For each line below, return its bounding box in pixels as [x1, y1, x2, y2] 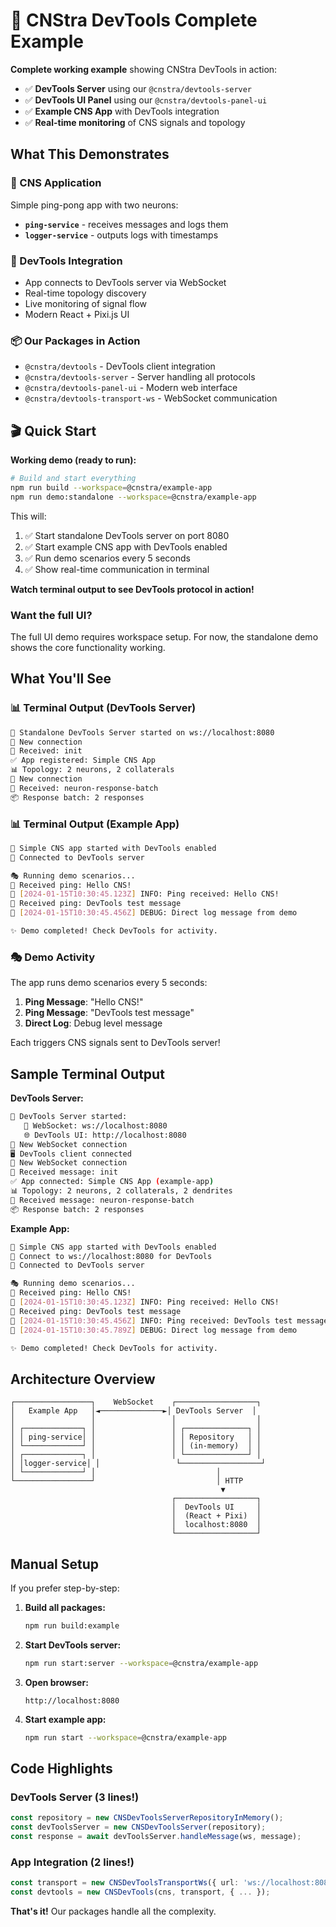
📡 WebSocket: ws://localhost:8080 [23, 1120, 168, 1131]
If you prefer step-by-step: [10, 1582, 120, 1594]
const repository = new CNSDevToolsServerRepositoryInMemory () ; [10, 1813, 284, 1823]
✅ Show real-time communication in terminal [24, 563, 210, 575]
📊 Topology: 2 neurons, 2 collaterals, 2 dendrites [10, 1186, 233, 1196]
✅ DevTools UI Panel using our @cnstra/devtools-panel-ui [24, 94, 268, 106]
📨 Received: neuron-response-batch [10, 783, 159, 793]
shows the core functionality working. [10, 641, 166, 653]
